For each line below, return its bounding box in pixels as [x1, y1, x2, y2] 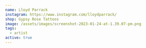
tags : [5, 26, 16, 31]
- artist [9, 30, 28, 35]
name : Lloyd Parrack [5, 7, 48, 12]
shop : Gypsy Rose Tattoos [5, 16, 59, 21]
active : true [5, 35, 32, 40]
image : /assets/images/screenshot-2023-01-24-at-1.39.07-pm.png [5, 21, 142, 26]
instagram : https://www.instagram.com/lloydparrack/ [5, 12, 117, 17]
